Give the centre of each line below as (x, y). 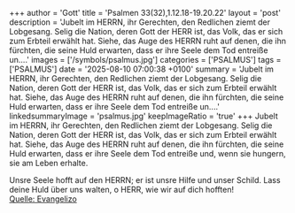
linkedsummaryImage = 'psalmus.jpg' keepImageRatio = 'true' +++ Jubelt (144, 116)
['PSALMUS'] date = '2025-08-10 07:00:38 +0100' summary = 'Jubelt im (142, 69)
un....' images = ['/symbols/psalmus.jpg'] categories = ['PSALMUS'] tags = (145, 60)
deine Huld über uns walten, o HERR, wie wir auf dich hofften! (122, 190)
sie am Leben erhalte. (49, 163)
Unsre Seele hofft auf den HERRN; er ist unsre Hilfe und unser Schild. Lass (145, 180)
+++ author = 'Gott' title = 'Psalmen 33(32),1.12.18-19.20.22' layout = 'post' (145, 13)
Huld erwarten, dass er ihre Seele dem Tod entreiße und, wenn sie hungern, (147, 153)
